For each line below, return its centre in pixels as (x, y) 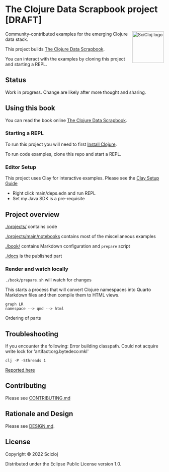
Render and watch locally (37, 269)
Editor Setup (21, 167)
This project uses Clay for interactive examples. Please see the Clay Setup (82, 178)
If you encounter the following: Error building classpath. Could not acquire (82, 346)
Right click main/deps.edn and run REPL (54, 193)
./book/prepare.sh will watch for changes (49, 280)
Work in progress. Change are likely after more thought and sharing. (76, 92)
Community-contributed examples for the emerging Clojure (67, 34)
